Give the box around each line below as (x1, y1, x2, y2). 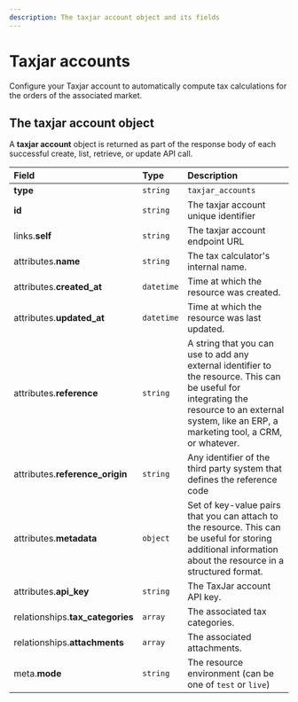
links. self (13, 230, 51, 242)
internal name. (187, 261, 247, 273)
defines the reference (187, 473, 278, 486)
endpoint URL (187, 236, 245, 248)
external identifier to (187, 360, 272, 372)
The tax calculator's (187, 250, 271, 262)
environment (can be (187, 667, 275, 680)
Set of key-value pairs (187, 499, 281, 511)
